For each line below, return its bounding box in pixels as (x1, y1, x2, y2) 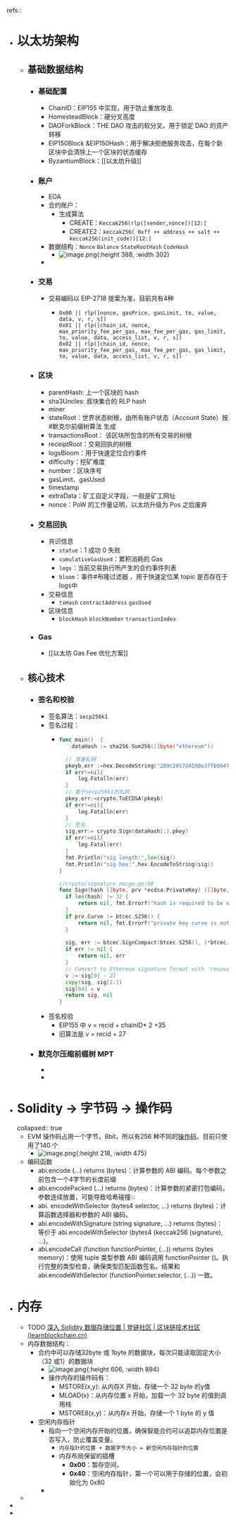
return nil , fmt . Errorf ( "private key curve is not (77, 919, 230, 927)
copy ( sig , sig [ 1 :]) (65, 978, 123, 985)
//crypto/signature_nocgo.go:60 (58, 880, 154, 887)
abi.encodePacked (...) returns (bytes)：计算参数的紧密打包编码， (37, 1184, 229, 1193)
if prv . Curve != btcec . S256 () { (65, 913, 161, 920)
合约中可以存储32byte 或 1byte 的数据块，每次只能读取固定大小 (37, 1348, 221, 1357)
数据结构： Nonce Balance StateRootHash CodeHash (48, 242, 190, 251)
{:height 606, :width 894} (86, 1365, 160, 1374)
